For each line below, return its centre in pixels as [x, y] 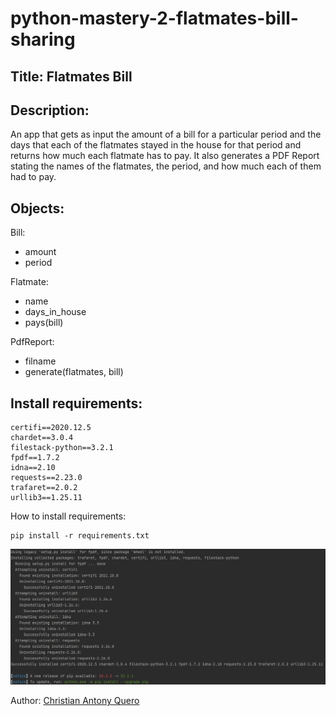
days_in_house [55, 312]
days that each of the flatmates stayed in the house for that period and [156, 145]
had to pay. [33, 177]
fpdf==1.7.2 [35, 458]
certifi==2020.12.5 [51, 428]
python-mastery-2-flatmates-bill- [154, 18]
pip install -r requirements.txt [80, 536]
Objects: [37, 208]
